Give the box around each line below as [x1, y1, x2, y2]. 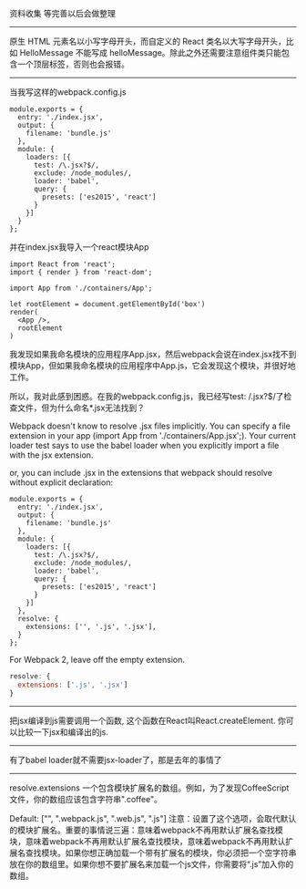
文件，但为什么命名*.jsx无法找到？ [16, 402, 146, 413]
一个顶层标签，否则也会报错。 [16, 58, 129, 69]
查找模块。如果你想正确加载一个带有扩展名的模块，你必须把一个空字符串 [25, 847, 297, 858]
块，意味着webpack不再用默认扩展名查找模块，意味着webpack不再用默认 [9, 835, 286, 846]
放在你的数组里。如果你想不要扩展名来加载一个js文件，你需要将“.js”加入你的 [9, 858, 294, 869]
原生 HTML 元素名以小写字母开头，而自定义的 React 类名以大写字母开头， [9, 36, 287, 47]
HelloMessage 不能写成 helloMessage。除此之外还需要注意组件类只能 [19, 47, 282, 57]
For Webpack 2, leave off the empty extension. [9, 655, 185, 665]
